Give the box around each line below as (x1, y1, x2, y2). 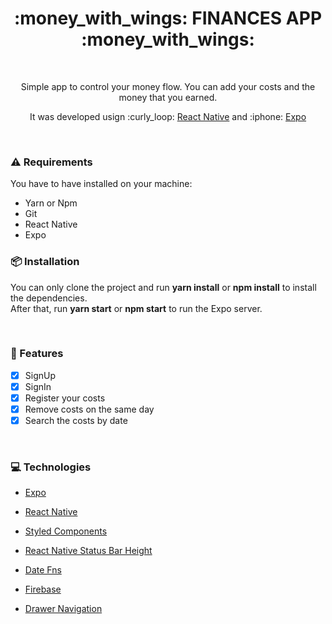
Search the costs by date (24, 415, 128, 427)
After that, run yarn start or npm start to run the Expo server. (10, 302, 263, 314)
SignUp (24, 369, 57, 381)
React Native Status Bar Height (24, 545, 153, 557)
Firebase (24, 583, 62, 596)
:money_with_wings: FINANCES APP (13, 7, 323, 30)
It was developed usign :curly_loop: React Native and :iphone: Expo (29, 110, 307, 122)
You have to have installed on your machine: (10, 178, 193, 190)
